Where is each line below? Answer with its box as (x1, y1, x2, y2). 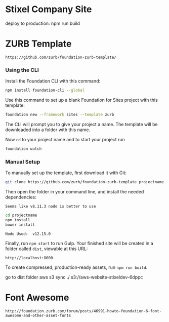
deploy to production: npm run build (5, 20, 80, 26)
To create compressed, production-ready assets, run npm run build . (5, 264, 148, 270)
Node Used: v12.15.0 (5, 231, 51, 236)
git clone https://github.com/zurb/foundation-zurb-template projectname (5, 180, 164, 185)
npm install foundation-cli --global (5, 88, 85, 93)
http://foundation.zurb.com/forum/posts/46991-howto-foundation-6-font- (5, 308, 162, 313)
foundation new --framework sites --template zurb (5, 112, 114, 117)
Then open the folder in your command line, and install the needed (5, 188, 144, 194)
